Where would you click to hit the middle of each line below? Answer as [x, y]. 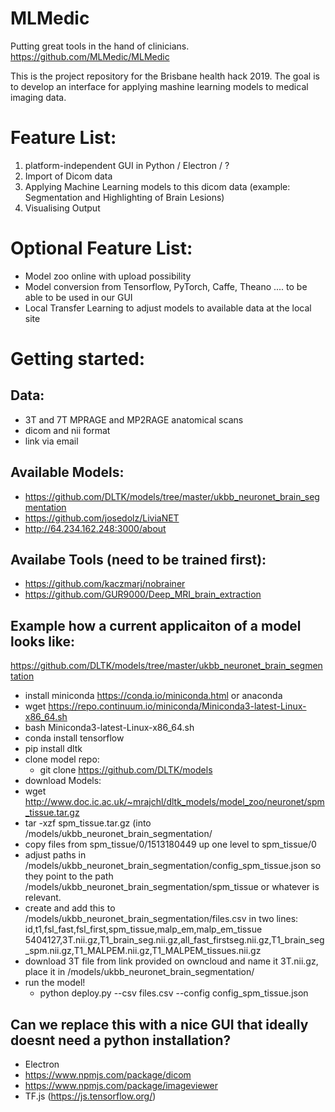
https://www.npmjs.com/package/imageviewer [121, 1086]
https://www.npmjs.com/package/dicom [108, 1075]
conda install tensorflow [74, 738]
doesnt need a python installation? [121, 1040]
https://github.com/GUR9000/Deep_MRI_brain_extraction [143, 594]
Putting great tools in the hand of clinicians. [100, 46]
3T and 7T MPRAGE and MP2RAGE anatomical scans [134, 419]
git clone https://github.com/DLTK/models [126, 770]
